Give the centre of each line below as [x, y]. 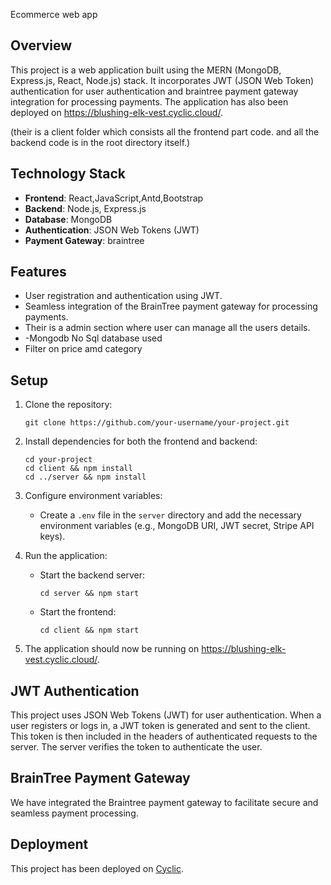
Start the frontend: [78, 612]
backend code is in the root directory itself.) [100, 142]
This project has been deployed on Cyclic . [97, 868]
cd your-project [58, 460]
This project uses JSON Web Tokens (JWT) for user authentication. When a [166, 715]
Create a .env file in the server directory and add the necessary [170, 515]
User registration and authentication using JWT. [123, 296]
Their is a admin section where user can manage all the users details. [167, 328]
